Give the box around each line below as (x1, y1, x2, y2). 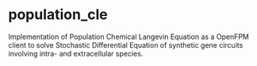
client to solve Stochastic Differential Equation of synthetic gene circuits (8, 40, 244, 49)
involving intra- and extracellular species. (8, 49, 144, 58)
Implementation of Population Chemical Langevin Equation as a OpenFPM (8, 32, 250, 41)
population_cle (8, 6, 109, 24)
